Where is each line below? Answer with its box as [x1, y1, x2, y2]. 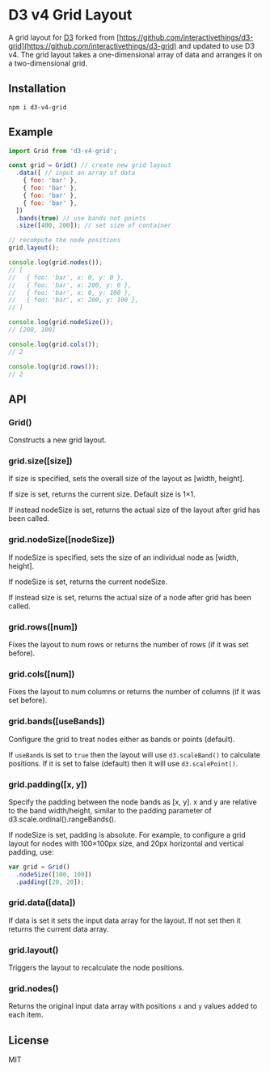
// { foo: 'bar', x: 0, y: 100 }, [8, 288, 132, 297]
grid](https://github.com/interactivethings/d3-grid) [8, 41, 177, 50]
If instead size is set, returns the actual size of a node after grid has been [8, 592, 252, 602]
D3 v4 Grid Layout [8, 6, 133, 24]
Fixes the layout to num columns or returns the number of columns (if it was [8, 687, 261, 697]
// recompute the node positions [8, 237, 121, 245]
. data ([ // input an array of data [15, 169, 136, 177]
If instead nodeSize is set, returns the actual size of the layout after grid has [8, 505, 260, 515]
